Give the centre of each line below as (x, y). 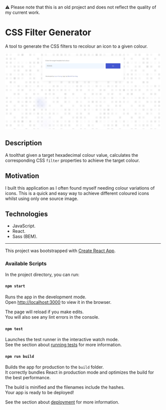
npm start (15, 286)
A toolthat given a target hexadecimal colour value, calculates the (72, 155)
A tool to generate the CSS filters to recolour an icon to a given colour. (77, 46)
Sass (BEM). (25, 237)
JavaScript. (24, 226)
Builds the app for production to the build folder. (55, 367)
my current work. (23, 12)
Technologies (27, 214)
